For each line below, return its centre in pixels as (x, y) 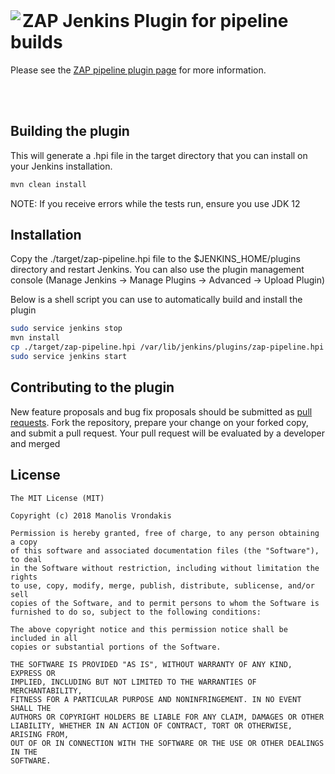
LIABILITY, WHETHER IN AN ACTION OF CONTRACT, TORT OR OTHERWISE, (151, 725)
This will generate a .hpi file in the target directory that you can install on (159, 155)
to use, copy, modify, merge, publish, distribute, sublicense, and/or (162, 585)
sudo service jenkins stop (66, 329)
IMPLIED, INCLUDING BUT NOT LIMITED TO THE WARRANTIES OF (133, 682)
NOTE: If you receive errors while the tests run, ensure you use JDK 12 (155, 203)
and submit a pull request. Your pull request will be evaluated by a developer (167, 433)
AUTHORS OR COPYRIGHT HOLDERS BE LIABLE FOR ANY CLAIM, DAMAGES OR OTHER (167, 717)
